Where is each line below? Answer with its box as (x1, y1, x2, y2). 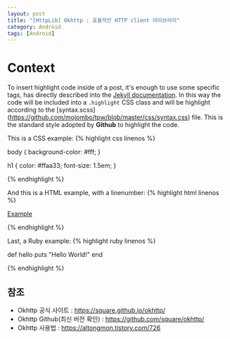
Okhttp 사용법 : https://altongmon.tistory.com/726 (17, 324, 161, 332)
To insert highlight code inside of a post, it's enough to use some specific (7, 84, 220, 92)
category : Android (7, 23, 61, 30)
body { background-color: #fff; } (7, 148, 101, 157)
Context (7, 60, 56, 76)
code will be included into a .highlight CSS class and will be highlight (7, 98, 211, 107)
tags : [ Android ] (7, 29, 55, 37)
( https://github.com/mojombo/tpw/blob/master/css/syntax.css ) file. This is (7, 113, 224, 121)
